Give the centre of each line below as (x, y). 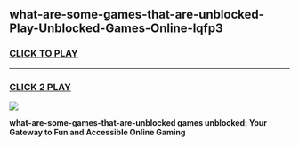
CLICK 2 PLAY (40, 87)
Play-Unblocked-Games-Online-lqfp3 (116, 29)
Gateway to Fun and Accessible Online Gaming (97, 132)
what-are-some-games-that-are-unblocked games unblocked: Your (138, 122)
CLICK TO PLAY (44, 54)
